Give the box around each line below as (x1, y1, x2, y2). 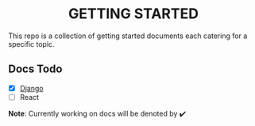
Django (19, 83, 44, 93)
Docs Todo (8, 63, 63, 76)
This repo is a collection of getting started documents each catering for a (8, 31, 248, 40)
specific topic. (8, 39, 55, 48)
